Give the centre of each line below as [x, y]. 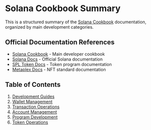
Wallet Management [32, 101]
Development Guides [33, 96]
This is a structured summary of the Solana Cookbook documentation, [76, 22]
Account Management [34, 112]
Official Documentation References [60, 42]
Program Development [35, 117]
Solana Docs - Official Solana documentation [57, 59]
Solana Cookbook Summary [63, 8]
